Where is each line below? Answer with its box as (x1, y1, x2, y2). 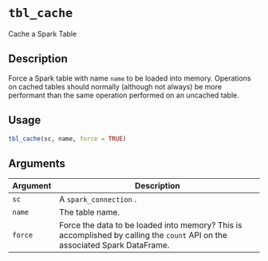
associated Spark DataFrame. (59, 239, 170, 251)
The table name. (59, 207, 120, 218)
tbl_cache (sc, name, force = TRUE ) (8, 134, 127, 143)
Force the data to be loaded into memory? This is (59, 219, 242, 231)
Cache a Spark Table (8, 29, 77, 38)
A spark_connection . (59, 194, 137, 205)
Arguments (8, 156, 66, 170)
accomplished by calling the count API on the (59, 230, 227, 241)
